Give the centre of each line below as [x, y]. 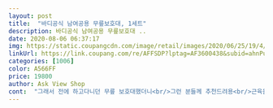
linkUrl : [23, 54]
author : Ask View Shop [47, 84]
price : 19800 [30, 76]
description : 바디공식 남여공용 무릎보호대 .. [78, 31]
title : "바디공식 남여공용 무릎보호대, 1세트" [78, 24]
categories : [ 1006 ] [41, 62]
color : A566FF [32, 69]
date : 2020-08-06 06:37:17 [54, 39]
